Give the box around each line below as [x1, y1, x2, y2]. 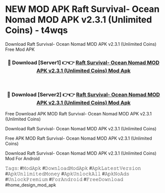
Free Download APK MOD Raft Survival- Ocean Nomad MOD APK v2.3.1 [5, 110, 152, 116]
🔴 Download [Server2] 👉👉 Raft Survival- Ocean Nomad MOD [7, 91, 160, 98]
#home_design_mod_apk [5, 182, 56, 188]
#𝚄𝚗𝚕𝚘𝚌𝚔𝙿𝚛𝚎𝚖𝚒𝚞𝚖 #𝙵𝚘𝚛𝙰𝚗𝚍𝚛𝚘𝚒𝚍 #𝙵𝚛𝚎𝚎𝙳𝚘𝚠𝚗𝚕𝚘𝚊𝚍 [5, 176, 123, 182]
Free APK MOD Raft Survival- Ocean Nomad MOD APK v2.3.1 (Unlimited [5, 135, 153, 141]
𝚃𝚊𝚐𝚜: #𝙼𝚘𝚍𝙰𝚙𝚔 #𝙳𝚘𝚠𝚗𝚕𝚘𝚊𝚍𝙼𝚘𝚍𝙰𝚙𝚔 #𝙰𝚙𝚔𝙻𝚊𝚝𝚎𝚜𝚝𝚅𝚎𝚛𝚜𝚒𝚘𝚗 [5, 165, 142, 171]
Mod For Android [5, 155, 40, 161]
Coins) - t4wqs [5, 25, 68, 36]
